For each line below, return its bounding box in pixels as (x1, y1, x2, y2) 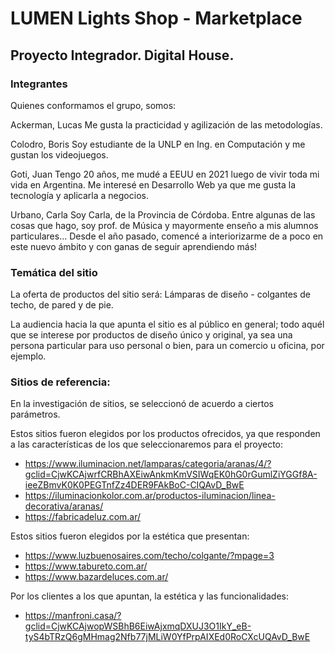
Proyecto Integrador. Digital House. (10, 47, 235, 64)
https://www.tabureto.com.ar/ (24, 560, 148, 572)
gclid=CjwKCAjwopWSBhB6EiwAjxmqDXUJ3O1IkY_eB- (24, 620, 252, 632)
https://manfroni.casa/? (24, 610, 122, 622)
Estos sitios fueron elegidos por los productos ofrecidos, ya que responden (10, 428, 321, 440)
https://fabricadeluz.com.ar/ (24, 511, 142, 523)
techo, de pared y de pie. (10, 299, 114, 311)
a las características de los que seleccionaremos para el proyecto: (10, 438, 284, 451)
